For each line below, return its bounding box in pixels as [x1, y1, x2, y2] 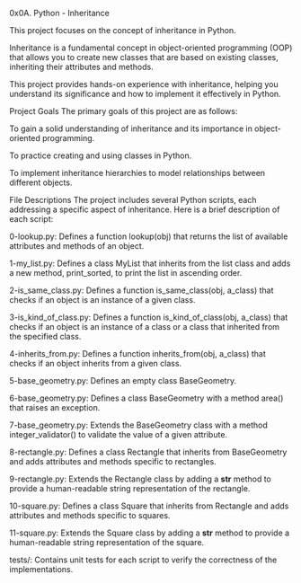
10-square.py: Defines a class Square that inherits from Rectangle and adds [9, 500, 289, 511]
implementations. [9, 564, 74, 574]
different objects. [9, 177, 73, 188]
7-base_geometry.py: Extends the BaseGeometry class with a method [9, 420, 268, 430]
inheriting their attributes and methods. [9, 62, 155, 72]
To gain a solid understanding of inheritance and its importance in [9, 123, 253, 134]
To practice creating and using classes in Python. [9, 150, 192, 161]
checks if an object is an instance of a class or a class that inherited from [9, 322, 280, 331]
